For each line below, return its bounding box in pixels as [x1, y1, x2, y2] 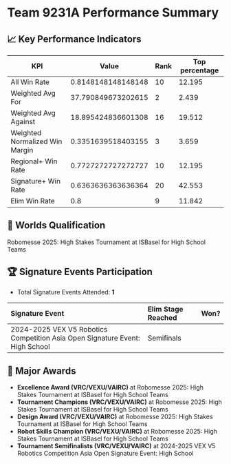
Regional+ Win [10, 157, 58, 166]
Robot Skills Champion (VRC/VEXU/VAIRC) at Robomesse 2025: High [16, 427, 218, 436]
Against [10, 117, 36, 126]
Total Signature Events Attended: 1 [16, 288, 115, 296]
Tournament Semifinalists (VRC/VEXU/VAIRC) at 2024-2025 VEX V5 [16, 442, 216, 450]
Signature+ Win [10, 176, 60, 185]
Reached [147, 312, 177, 322]
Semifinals [147, 333, 181, 343]
